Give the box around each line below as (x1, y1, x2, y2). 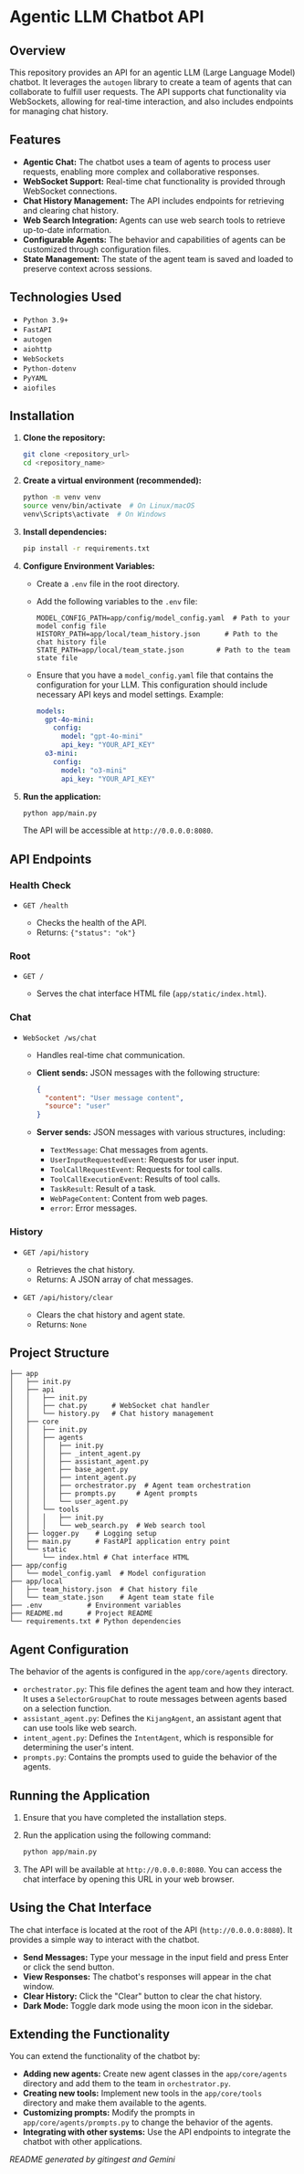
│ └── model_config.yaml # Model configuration (9, 1569, 206, 1579)
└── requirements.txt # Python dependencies (9, 1617, 182, 1626)
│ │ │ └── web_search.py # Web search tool (9, 1521, 206, 1530)
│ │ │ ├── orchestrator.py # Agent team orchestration (9, 1481, 251, 1490)
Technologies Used (9, 289, 121, 305)
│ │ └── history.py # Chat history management (9, 1409, 215, 1419)
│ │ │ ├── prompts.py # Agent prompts (9, 1489, 198, 1498)
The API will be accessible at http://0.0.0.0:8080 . (22, 824, 214, 836)
